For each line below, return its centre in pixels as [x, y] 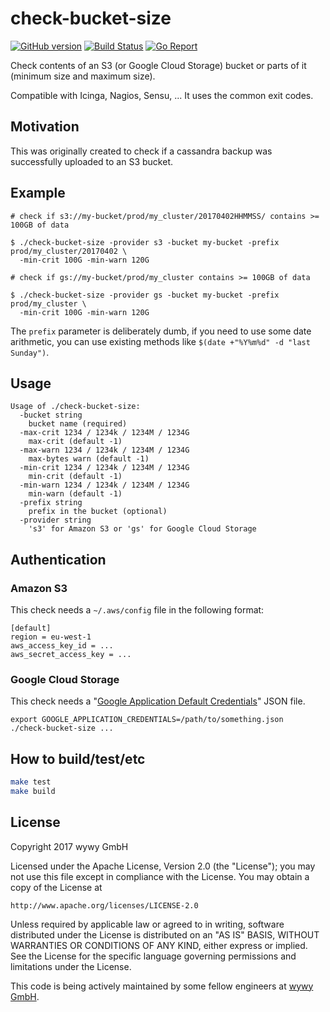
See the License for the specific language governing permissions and [153, 956]
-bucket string [51, 415]
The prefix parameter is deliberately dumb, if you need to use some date [161, 331]
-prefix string [51, 503]
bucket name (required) [78, 424]
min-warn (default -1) [75, 494]
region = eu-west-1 [51, 637]
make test [31, 782]
